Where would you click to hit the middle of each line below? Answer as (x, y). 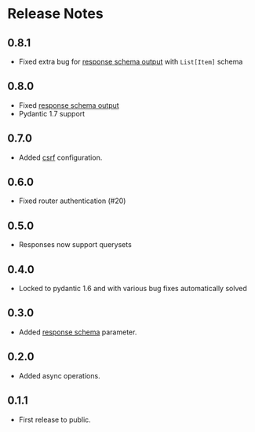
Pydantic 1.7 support (52, 113)
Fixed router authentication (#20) (72, 201)
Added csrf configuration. (60, 157)
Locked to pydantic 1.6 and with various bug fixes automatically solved (133, 289)
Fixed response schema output (69, 105)
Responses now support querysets (75, 245)
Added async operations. (59, 375)
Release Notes (55, 14)
